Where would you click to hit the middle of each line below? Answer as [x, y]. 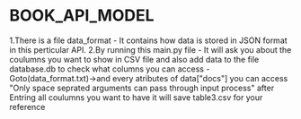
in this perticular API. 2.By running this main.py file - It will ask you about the [150, 49]
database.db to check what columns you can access [107, 69]
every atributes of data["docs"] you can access [200, 78]
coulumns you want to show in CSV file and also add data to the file [134, 59]
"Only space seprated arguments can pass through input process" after [142, 88]
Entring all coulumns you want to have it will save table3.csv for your [136, 97]
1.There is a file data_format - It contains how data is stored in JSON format [148, 40]
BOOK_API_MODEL [82, 16]
